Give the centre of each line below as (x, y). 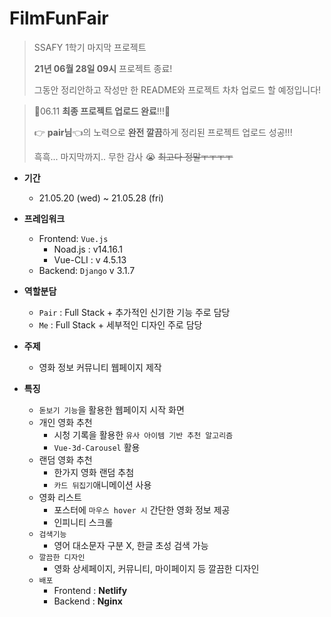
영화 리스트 (60, 497)
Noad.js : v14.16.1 (88, 249)
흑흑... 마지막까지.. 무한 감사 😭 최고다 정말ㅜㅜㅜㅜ (133, 156)
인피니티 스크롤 (83, 522)
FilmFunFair (59, 18)
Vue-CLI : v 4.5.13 (90, 259)
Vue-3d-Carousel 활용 (97, 447)
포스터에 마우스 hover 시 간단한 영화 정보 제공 (142, 509)
